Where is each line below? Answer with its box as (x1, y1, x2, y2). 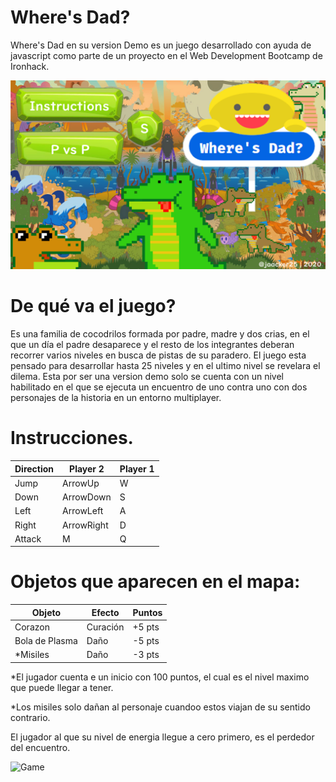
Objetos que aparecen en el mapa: (10, 571, 301, 593)
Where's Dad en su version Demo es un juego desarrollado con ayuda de (10, 39, 312, 51)
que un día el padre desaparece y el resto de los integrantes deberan (10, 339, 295, 351)
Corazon (14, 621, 50, 633)
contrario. (10, 711, 51, 723)
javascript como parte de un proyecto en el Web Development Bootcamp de (10, 49, 323, 61)
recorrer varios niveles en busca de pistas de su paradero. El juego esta (10, 349, 307, 361)
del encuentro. (10, 741, 71, 753)
